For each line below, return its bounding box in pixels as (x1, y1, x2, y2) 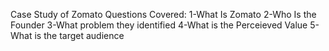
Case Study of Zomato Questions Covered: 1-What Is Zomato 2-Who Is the (10, 9, 317, 20)
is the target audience (34, 30, 125, 41)
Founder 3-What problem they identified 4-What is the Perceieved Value (10, 19, 308, 31)
